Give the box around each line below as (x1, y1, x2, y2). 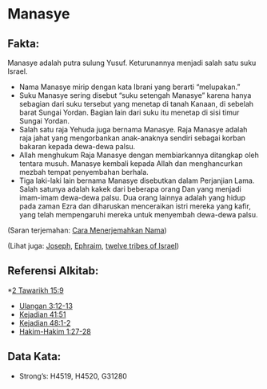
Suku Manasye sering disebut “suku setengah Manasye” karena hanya (18, 91, 252, 100)
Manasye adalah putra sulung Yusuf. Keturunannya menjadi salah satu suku (7, 58, 257, 67)
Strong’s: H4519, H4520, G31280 (18, 371, 127, 381)
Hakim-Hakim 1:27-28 (18, 326, 91, 336)
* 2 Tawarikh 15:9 (7, 286, 65, 295)
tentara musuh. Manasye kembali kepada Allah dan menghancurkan (18, 159, 243, 168)
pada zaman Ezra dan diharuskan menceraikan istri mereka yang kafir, (18, 201, 251, 211)
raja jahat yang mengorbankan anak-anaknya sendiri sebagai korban (18, 133, 245, 143)
